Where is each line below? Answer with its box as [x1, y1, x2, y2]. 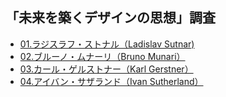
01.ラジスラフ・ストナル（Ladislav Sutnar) [19, 38, 195, 50]
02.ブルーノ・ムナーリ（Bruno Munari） [19, 50, 186, 62]
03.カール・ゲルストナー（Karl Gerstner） [19, 63, 194, 75]
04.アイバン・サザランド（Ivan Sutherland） [19, 75, 204, 87]
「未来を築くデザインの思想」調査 [5, 9, 216, 27]
